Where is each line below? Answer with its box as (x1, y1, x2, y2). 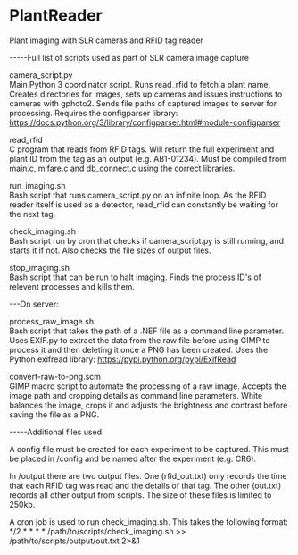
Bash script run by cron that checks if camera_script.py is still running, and (9, 235, 284, 246)
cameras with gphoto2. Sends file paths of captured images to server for (9, 97, 277, 108)
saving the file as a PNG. (9, 408, 100, 420)
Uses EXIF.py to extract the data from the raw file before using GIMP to (9, 334, 270, 345)
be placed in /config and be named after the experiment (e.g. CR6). (9, 453, 257, 464)
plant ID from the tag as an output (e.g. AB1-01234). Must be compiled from (9, 153, 287, 164)
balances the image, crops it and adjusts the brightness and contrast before (9, 399, 288, 410)
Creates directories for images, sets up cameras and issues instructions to (9, 88, 283, 99)
